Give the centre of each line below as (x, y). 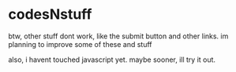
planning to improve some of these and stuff (80, 44)
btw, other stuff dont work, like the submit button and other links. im (118, 36)
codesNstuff (50, 14)
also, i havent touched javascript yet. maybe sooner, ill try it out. (112, 59)
